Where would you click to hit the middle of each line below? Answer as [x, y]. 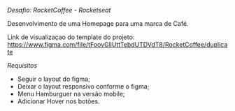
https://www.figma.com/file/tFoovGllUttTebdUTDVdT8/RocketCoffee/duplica [117, 44]
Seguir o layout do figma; [54, 79]
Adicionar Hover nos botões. [58, 101]
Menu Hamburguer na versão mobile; [71, 94]
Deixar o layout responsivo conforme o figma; [83, 86]
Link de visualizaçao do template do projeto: [71, 37]
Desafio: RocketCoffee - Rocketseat [59, 10]
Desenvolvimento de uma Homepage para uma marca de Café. [98, 23]
